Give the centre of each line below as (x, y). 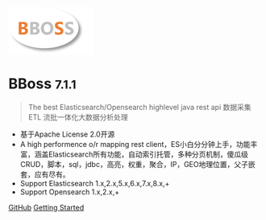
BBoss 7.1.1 (42, 84)
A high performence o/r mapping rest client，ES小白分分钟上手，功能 (135, 144)
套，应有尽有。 (45, 174)
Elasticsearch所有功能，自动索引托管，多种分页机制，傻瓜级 (148, 154)
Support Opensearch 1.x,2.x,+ (70, 192)
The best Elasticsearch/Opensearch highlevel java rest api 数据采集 (139, 107)
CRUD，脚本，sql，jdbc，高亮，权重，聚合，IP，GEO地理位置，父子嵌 (137, 164)
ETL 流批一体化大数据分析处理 (78, 117)
